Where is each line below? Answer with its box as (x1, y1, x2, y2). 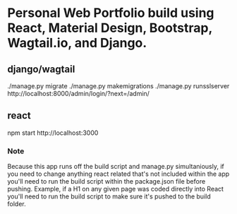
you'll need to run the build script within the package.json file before (7, 177, 206, 186)
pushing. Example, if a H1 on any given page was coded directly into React (7, 185, 224, 194)
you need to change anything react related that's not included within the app (7, 170, 230, 178)
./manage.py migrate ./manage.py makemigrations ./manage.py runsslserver (7, 82, 230, 90)
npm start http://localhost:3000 (7, 129, 99, 137)
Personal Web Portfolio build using (7, 5, 214, 21)
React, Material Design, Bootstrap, (7, 20, 213, 36)
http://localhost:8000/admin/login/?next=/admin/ (7, 90, 150, 97)
